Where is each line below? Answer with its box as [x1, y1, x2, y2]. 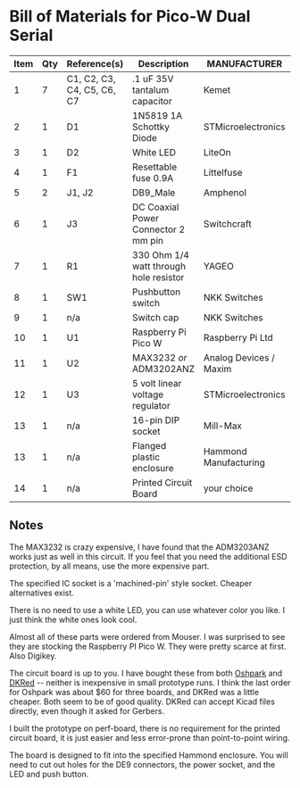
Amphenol [203, 186, 247, 198]
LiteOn [203, 145, 231, 158]
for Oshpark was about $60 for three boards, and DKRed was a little [9, 686, 260, 697]
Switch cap [132, 311, 179, 323]
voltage [132, 388, 164, 401]
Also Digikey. [9, 650, 57, 661]
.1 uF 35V [132, 72, 174, 85]
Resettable [132, 161, 177, 173]
